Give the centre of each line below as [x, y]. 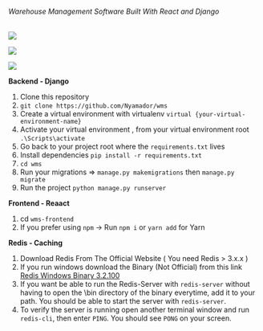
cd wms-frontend [47, 219]
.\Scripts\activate [53, 139]
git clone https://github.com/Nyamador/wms [94, 106]
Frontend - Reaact [39, 203]
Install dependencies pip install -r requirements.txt [111, 155]
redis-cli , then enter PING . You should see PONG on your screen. [125, 318]
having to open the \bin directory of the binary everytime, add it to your [137, 292]
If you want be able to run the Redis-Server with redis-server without [135, 284]
